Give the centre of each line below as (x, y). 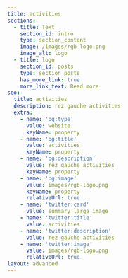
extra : (23, 112)
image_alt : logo (44, 54)
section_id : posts (47, 66)
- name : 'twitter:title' (56, 218)
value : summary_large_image (67, 212)
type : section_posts (50, 73)
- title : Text (34, 27)
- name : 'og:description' (58, 159)
